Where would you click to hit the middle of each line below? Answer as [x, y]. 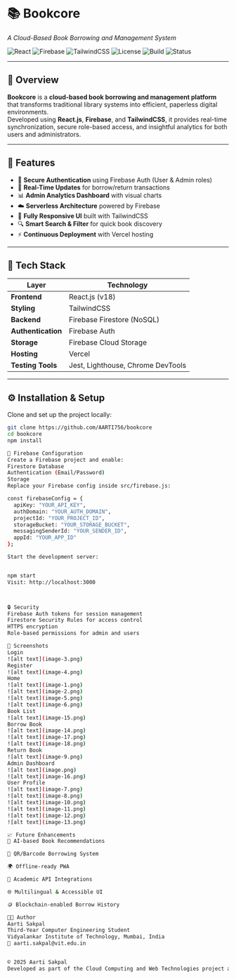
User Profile [26, 783]
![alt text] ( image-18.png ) [47, 744]
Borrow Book [25, 724]
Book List [22, 711]
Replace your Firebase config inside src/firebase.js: [89, 486]
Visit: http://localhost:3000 [52, 582]
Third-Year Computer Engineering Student [69, 931]
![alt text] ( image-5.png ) [45, 698]
